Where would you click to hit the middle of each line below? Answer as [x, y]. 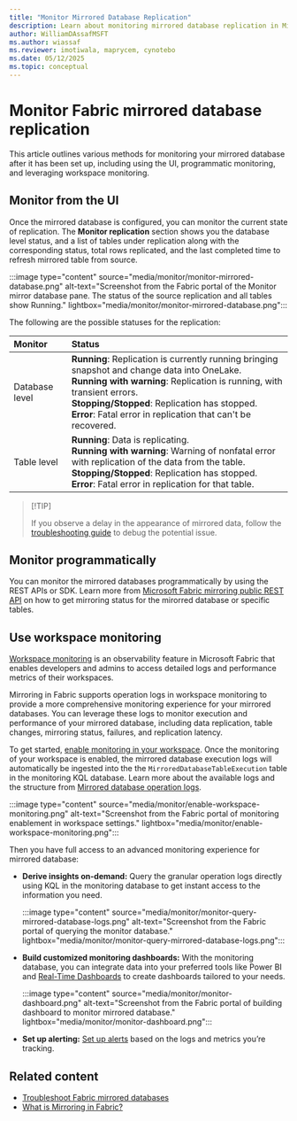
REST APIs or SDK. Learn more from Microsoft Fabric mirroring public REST [147, 591]
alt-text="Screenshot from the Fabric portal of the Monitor [171, 286]
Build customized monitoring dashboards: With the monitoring [138, 958]
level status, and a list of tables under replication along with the [124, 241]
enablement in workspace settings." [74, 823]
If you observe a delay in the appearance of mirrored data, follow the [156, 522]
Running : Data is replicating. [130, 439]
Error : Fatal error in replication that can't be [161, 414]
